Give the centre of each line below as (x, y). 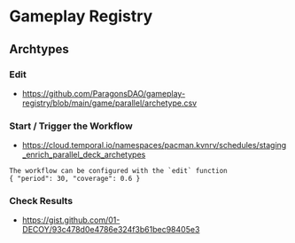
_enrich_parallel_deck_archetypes (84, 155)
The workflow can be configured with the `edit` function (118, 171)
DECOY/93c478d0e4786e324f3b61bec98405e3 (111, 230)
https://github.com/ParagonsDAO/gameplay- (104, 93)
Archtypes (39, 49)
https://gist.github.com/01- (71, 220)
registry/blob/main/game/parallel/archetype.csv (109, 103)
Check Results (41, 201)
